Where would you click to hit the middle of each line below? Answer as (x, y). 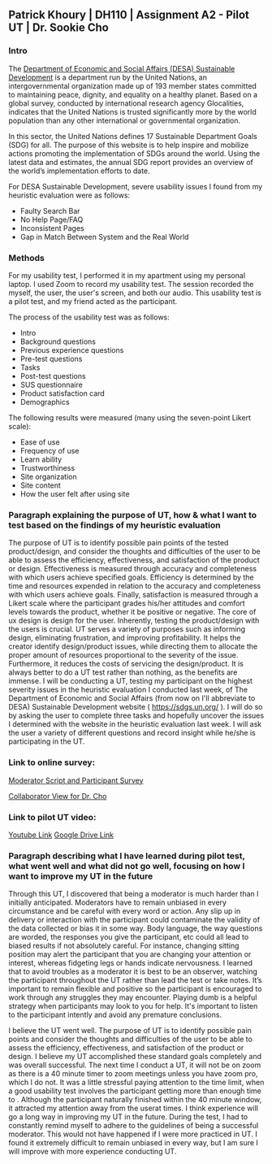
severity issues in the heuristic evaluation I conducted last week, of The (128, 690)
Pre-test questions (51, 358)
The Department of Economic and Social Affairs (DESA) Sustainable (122, 68)
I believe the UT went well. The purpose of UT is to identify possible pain (130, 1031)
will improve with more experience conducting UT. (93, 1152)
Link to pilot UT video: (52, 817)
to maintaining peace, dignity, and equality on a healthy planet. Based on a (133, 94)
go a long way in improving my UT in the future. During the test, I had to (128, 1117)
